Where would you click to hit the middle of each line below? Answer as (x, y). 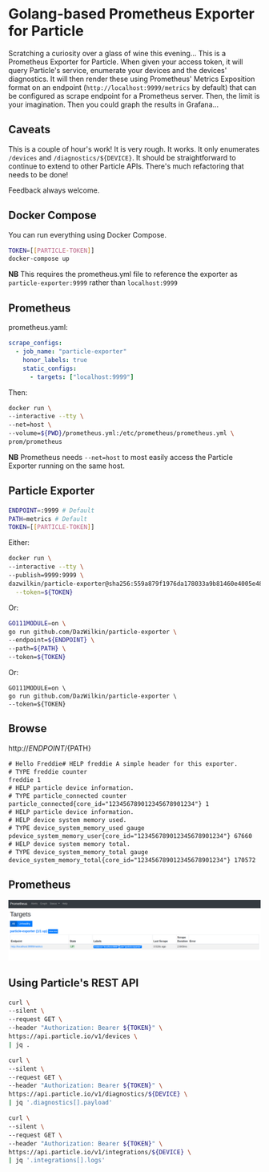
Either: (19, 543)
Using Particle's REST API (74, 983)
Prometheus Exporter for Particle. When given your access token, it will (126, 62)
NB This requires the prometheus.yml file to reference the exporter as (123, 275)
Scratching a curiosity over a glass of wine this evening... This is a (117, 53)
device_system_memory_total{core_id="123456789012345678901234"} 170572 (132, 860)
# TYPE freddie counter (48, 771)
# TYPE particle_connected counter (68, 796)
